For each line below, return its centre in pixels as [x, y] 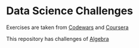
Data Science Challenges [69, 11]
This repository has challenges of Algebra [58, 39]
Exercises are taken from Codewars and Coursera [67, 27]
